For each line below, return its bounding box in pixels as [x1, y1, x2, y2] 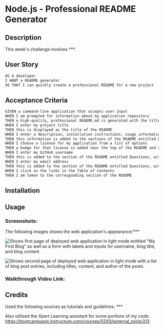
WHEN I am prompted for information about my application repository [5, 114, 150, 118]
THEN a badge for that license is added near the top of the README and [5, 145, 156, 150]
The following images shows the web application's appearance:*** [5, 229, 140, 235]
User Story [5, 60, 39, 69]
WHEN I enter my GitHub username [5, 150, 73, 155]
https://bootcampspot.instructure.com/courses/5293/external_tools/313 [5, 318, 150, 324]
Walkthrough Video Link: [5, 276, 65, 282]
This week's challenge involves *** [5, 47, 76, 52]
